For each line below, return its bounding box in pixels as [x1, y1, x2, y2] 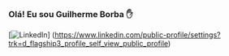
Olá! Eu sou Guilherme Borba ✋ [8, 8, 133, 19]
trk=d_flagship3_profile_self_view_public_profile [8, 39, 169, 49]
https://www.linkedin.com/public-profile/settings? [54, 30, 221, 40]
